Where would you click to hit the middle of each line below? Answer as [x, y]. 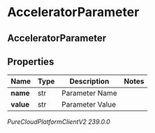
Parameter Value [89, 104]
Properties [31, 61]
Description [89, 81]
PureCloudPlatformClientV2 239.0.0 [59, 122]
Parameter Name [89, 93]
